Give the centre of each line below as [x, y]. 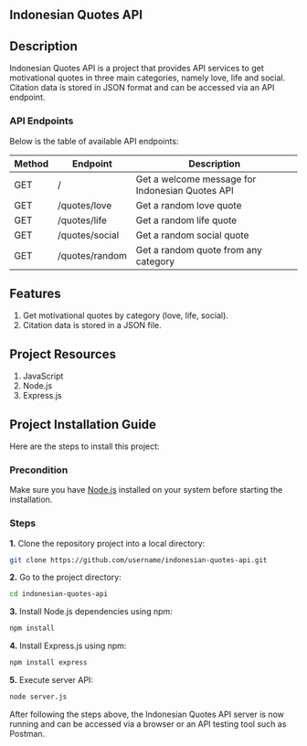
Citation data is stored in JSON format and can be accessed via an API [142, 88]
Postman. [27, 733]
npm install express [49, 663]
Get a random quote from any [199, 250]
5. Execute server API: [52, 680]
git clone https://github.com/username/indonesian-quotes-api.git [138, 560]
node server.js [38, 697]
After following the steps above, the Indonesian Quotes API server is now [147, 714]
